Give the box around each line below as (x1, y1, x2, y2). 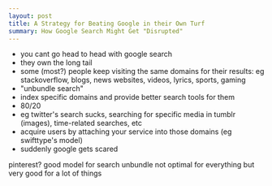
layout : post (8, 11, 53, 20)
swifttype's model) (19, 136, 83, 145)
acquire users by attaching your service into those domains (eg (19, 127, 232, 136)
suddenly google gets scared (19, 144, 119, 154)
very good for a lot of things (8, 168, 102, 179)
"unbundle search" (19, 84, 84, 93)
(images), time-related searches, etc (19, 119, 143, 128)
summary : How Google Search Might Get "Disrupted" (8, 27, 183, 35)
